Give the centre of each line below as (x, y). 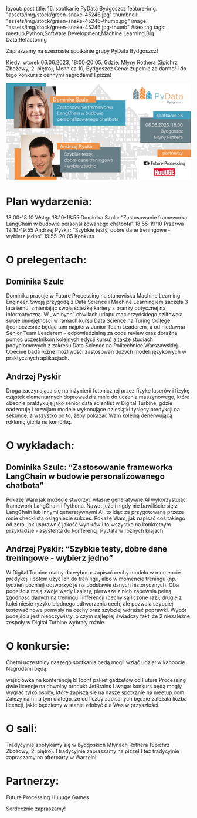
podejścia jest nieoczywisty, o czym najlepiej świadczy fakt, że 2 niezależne (98, 616)
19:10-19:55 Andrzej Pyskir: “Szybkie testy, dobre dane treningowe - (88, 230)
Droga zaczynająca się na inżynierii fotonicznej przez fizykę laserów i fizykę (98, 391)
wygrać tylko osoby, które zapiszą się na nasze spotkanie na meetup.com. (96, 692)
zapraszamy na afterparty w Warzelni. (52, 757)
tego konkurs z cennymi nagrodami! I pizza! (59, 75)
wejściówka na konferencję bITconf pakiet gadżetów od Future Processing (96, 680)
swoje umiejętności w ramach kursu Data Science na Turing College (88, 321)
